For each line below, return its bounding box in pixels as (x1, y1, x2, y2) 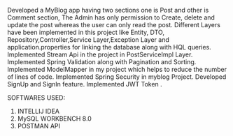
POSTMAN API (17, 122, 61, 130)
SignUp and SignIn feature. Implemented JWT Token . (7, 80, 162, 88)
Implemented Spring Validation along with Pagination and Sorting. (7, 58, 197, 66)
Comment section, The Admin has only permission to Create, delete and (7, 13, 216, 22)
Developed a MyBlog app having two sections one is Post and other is (7, 6, 209, 14)
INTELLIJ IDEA (17, 107, 60, 115)
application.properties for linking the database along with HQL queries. (7, 43, 211, 51)
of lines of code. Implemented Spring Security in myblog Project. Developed (7, 73, 227, 81)
